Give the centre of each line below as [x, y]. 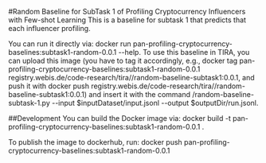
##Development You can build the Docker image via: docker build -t [119, 118]
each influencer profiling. [49, 28]
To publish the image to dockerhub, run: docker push [96, 142]
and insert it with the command [140, 94]
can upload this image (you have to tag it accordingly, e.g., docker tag [123, 60]
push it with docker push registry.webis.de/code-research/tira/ [111, 86]
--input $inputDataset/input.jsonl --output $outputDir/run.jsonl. [155, 103]
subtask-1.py [29, 103]
